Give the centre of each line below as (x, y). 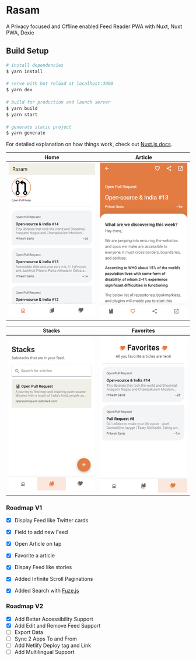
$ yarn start (22, 115)
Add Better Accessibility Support (54, 619)
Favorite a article (35, 556)
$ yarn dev (19, 90)
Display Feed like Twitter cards (51, 521)
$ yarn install (24, 71)
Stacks (51, 330)
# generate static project (39, 127)
